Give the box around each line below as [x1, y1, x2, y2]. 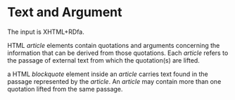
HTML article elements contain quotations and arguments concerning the [7, 41, 220, 49]
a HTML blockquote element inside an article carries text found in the [7, 70, 209, 78]
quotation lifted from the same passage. [7, 85, 123, 93]
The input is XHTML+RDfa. [7, 27, 84, 36]
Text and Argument [7, 4, 122, 20]
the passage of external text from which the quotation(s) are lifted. [7, 56, 201, 64]
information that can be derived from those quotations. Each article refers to [7, 49, 229, 57]
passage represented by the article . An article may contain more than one [7, 77, 222, 85]
